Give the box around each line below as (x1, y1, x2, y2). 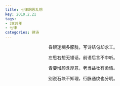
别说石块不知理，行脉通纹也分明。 (48, 76, 118, 81)
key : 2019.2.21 (5, 12, 37, 17)
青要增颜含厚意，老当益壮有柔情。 (48, 65, 118, 71)
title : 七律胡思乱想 (5, 7, 43, 12)
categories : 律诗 (5, 30, 40, 35)
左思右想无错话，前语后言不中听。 (48, 55, 118, 60)
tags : (5, 16, 16, 21)
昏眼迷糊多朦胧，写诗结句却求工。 (48, 44, 118, 50)
